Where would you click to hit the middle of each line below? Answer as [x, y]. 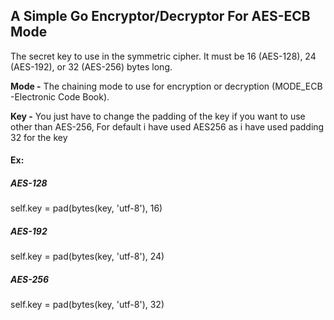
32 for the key [39, 137]
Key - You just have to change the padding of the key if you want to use [158, 116]
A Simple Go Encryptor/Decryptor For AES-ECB [160, 16]
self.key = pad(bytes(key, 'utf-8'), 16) [86, 208]
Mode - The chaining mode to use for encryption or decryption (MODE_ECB [166, 86]
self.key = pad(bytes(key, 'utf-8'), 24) [87, 256]
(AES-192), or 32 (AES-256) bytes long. [91, 66]
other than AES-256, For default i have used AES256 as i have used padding [167, 126]
